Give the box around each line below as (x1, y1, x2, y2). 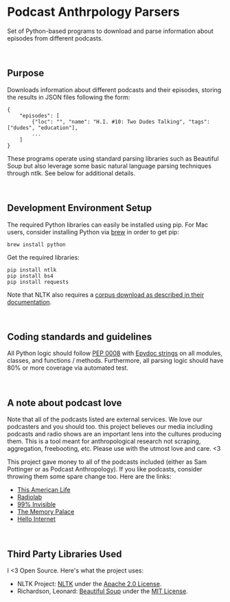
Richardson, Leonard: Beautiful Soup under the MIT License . (16, 587, 188, 595)
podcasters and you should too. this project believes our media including (7, 423, 213, 431)
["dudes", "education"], (7, 124, 78, 131)
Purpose (7, 67, 45, 79)
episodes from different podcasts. (7, 34, 104, 42)
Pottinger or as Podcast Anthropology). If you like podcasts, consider (7, 465, 203, 473)
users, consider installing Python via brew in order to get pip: (7, 227, 180, 236)
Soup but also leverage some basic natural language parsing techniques (7, 161, 211, 170)
